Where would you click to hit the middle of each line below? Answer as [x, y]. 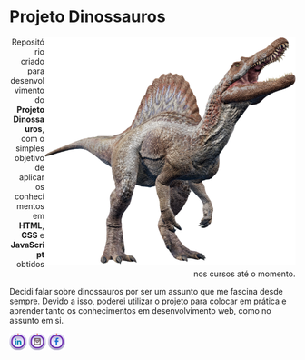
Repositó [28, 42]
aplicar [32, 177]
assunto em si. [37, 320]
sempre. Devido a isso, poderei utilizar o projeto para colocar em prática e [148, 301]
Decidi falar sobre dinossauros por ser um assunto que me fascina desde [146, 291]
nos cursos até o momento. [245, 274]
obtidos [31, 264]
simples [30, 148]
